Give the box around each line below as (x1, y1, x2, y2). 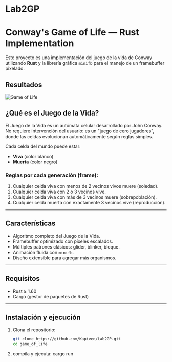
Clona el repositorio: (12, 327, 56, 333)
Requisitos (5, 274, 40, 283)
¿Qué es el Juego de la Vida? (5, 109, 99, 118)
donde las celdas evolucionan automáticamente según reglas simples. (5, 133, 154, 139)
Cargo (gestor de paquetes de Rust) (12, 293, 89, 299)
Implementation (5, 37, 74, 49)
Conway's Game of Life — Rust (5, 27, 140, 39)
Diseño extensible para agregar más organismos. (12, 255, 117, 261)
